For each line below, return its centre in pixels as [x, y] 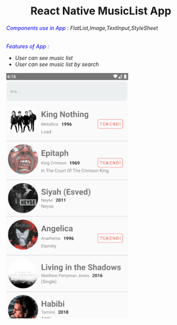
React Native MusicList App [101, 11]
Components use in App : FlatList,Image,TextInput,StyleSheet [82, 28]
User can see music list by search [57, 65]
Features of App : [28, 47]
